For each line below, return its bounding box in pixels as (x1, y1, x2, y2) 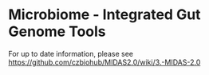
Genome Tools (8, 22, 106, 41)
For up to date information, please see (8, 49, 134, 58)
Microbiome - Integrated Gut (8, 6, 201, 24)
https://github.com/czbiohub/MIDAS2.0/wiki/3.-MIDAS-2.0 (8, 57, 201, 67)
